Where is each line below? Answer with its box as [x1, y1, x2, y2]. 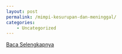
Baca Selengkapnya [6, 41, 55, 48]
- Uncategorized [16, 25, 57, 31]
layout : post [6, 8, 38, 15]
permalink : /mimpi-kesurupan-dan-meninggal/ [6, 14, 117, 20]
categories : [6, 19, 35, 25]
